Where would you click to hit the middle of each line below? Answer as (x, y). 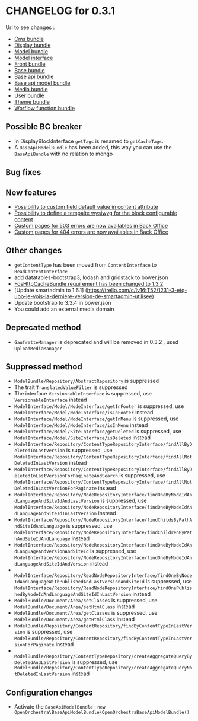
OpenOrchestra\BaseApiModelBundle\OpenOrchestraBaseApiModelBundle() (102, 713)
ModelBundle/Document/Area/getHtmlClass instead (74, 619)
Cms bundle (29, 39)
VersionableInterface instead (50, 400)
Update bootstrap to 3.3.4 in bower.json (63, 302)
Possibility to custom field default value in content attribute (86, 206)
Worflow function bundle (44, 108)
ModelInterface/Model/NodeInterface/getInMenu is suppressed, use (96, 419)
